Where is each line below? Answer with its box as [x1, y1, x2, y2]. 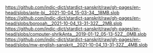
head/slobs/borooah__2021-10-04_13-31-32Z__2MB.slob [5, 20, 122, 26]
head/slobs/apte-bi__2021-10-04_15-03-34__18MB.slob [5, 10, 120, 16]
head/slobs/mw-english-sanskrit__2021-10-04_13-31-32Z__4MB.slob [5, 42, 148, 47]
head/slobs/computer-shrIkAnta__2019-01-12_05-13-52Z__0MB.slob [5, 31, 147, 37]
